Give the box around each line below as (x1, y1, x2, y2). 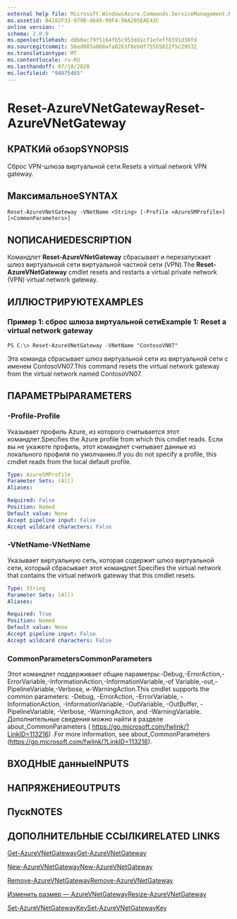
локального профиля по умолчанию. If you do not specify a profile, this (7, 450, 217, 458)
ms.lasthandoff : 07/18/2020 (7, 63, 90, 70)
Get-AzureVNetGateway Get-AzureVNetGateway (7, 849, 147, 857)
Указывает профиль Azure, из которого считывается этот (7, 427, 180, 436)
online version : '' (7, 23, 65, 30)
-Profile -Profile (7, 411, 61, 421)
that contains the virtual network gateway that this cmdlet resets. (7, 571, 196, 579)
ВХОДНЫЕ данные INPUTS (7, 758, 129, 770)
